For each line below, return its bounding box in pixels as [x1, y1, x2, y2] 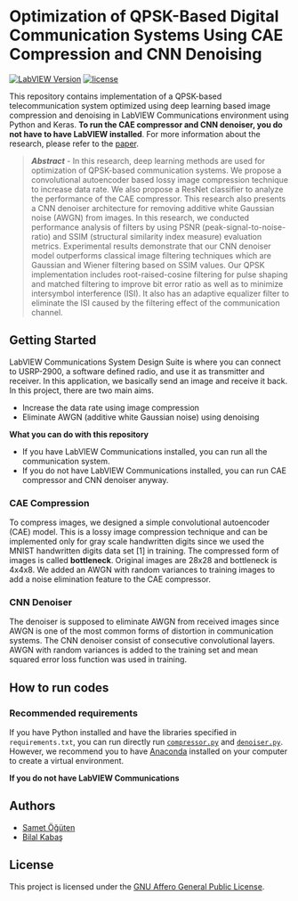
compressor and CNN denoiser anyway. [21, 474, 169, 485]
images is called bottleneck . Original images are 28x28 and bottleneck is [9, 555, 278, 566]
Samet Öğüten [21, 822, 76, 832]
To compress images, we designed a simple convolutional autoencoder [9, 517, 270, 528]
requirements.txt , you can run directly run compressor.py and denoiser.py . [9, 737, 283, 748]
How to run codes [9, 680, 109, 695]
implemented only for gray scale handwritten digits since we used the [9, 537, 265, 547]
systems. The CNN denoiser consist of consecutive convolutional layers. [9, 635, 276, 646]
